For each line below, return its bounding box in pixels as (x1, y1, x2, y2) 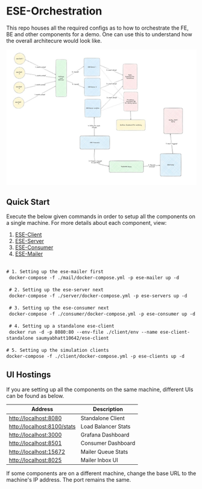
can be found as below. (6, 392, 65, 400)
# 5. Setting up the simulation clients (6, 348, 110, 354)
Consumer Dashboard (80, 439, 136, 447)
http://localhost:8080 (8, 414, 62, 421)
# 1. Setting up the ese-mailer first (6, 269, 104, 275)
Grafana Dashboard (80, 431, 130, 439)
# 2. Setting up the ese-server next (8, 287, 104, 293)
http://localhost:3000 (8, 431, 62, 439)
